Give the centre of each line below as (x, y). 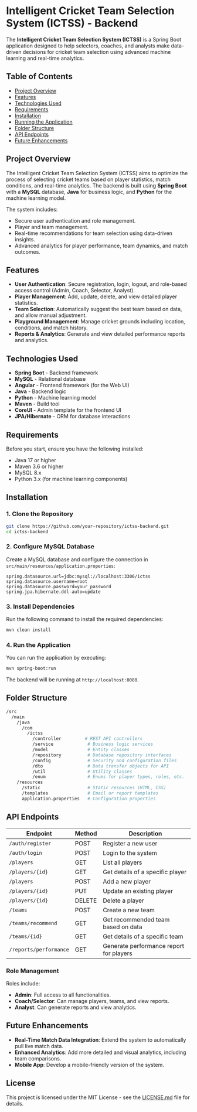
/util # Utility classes (82, 772)
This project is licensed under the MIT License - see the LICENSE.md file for (98, 1097)
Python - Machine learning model (55, 398)
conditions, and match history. (51, 328)
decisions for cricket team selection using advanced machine (97, 52)
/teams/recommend (33, 923)
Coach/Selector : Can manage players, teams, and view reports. (92, 1001)
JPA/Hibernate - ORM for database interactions (72, 417)
